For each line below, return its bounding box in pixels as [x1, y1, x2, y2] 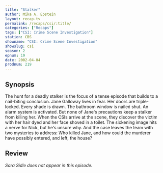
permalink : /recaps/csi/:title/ [5, 21, 71, 26]
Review [5, 149, 28, 158]
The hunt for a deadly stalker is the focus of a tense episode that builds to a [5, 93, 158, 99]
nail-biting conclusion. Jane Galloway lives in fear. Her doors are [5, 98, 136, 104]
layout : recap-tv [5, 16, 41, 21]
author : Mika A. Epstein [5, 12, 56, 17]
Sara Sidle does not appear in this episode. [5, 162, 93, 168]
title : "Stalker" [5, 7, 41, 12]
